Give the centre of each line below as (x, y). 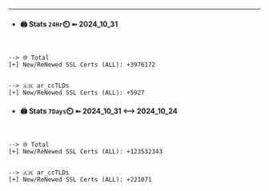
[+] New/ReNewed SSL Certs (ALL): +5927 (77, 93)
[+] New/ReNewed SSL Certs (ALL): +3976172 (82, 65)
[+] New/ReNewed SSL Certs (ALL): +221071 (80, 180)
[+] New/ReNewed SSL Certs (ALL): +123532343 (85, 152)
